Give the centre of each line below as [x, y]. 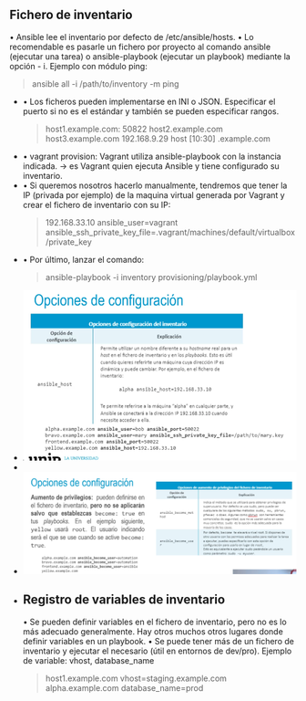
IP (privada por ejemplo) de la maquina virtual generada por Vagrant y [153, 194]
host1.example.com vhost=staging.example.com [136, 678]
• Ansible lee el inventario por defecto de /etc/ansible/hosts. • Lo [132, 37]
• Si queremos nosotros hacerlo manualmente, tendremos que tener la [155, 185]
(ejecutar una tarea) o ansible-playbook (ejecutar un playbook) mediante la [150, 56]
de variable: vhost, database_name [88, 660]
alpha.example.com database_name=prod [124, 687]
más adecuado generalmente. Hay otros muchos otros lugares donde [153, 631]
